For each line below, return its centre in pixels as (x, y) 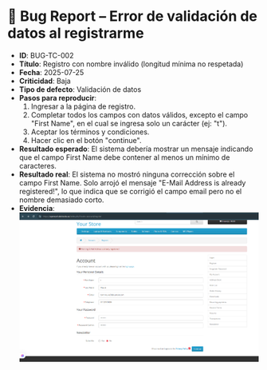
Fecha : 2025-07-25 (51, 72)
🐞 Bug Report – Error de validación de (133, 16)
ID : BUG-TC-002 (46, 55)
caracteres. (38, 165)
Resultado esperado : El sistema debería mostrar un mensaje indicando (136, 149)
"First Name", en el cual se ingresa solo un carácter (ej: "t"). (129, 123)
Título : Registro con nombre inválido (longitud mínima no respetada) (131, 64)
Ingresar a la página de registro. (83, 106)
